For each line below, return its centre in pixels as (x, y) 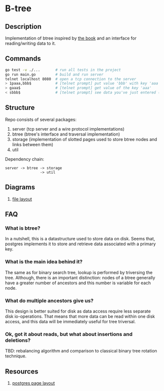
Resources (22, 371)
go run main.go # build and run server (54, 74)
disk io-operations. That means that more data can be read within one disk (80, 316)
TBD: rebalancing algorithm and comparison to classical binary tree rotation (81, 351)
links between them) (33, 144)
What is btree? (23, 228)
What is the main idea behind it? (44, 262)
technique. (16, 356)
